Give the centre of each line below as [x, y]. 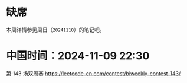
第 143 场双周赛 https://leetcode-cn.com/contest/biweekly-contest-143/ [93, 73]
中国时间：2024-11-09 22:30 [78, 56]
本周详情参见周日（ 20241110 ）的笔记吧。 [55, 30]
